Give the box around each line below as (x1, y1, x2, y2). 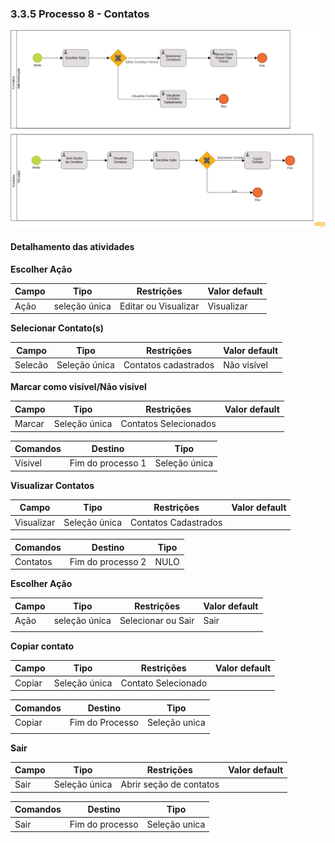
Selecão (14, 358, 49, 371)
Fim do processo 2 (69, 555, 147, 567)
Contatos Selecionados (120, 418, 217, 430)
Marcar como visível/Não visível (10, 381, 147, 393)
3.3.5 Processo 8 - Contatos (10, 7, 150, 21)
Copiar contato (10, 640, 75, 652)
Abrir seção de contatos (120, 778, 220, 791)
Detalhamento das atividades (10, 241, 135, 253)
